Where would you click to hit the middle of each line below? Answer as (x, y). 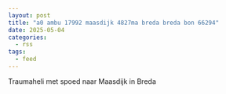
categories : (27, 37)
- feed (26, 60)
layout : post (29, 15)
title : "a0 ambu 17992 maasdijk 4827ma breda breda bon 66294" (114, 23)
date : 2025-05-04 (36, 30)
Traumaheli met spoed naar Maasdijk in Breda (82, 81)
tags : (17, 52)
